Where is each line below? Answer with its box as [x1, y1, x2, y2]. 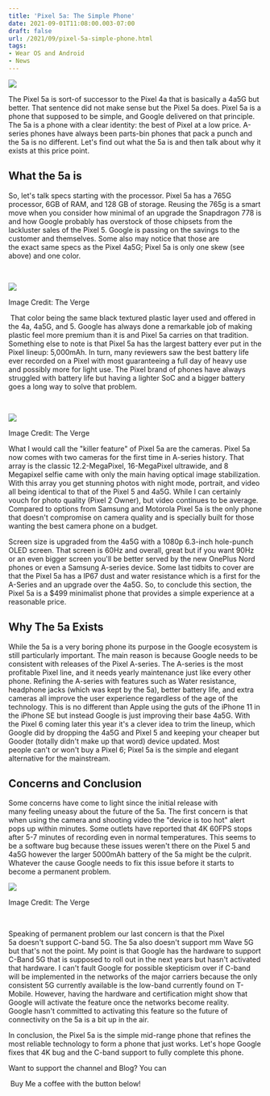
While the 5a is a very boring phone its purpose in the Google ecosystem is [8, 642, 258, 651]
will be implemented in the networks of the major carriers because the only [8, 972, 258, 982]
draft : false [8, 27, 52, 35]
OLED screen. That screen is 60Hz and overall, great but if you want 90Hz [8, 545, 255, 554]
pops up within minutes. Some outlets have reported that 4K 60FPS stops [8, 824, 252, 833]
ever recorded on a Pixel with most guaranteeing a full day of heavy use [8, 356, 247, 365]
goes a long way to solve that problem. [8, 381, 138, 391]
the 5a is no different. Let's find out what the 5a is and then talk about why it [8, 137, 261, 146]
